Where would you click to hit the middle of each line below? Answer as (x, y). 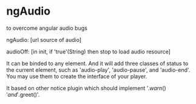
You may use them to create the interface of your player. (77, 76)
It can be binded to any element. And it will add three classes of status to (97, 63)
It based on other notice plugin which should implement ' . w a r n (84, 88)
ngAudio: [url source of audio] (44, 40)
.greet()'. (29, 94)
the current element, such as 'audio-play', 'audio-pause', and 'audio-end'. (98, 70)
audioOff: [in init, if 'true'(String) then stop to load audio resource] (89, 51)
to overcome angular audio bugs (47, 28)
